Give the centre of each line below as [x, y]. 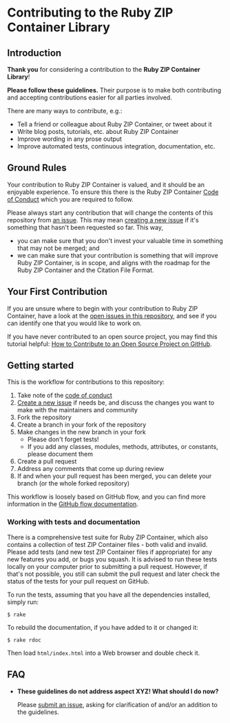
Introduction [34, 53]
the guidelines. [38, 712]
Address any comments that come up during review [91, 469]
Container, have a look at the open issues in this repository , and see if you [112, 316]
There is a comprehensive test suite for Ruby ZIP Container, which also [108, 537]
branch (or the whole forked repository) [73, 483]
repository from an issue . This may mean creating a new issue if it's [103, 220]
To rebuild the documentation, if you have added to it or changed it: [103, 627]
